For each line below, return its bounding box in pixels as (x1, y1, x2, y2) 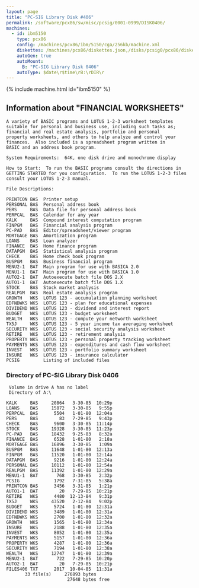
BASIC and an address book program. (6, 145, 97, 151)
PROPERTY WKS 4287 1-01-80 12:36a (6, 541, 113, 546)
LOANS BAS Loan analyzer (6, 238, 78, 244)
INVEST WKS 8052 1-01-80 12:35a (6, 530, 113, 536)
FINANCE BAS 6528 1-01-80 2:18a (6, 437, 113, 443)
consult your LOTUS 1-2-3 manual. (6, 176, 92, 182)
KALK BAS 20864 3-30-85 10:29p (6, 400, 113, 406)
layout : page (6, 8, 38, 15)
